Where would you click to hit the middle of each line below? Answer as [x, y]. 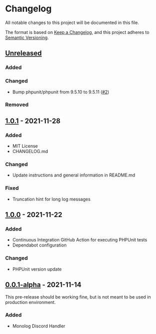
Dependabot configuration [39, 245]
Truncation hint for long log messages [51, 199]
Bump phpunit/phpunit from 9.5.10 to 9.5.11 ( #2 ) [61, 92]
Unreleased [24, 53]
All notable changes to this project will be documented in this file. [72, 22]
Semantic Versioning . [27, 37]
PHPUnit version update [37, 269]
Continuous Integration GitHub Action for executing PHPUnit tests [80, 240]
